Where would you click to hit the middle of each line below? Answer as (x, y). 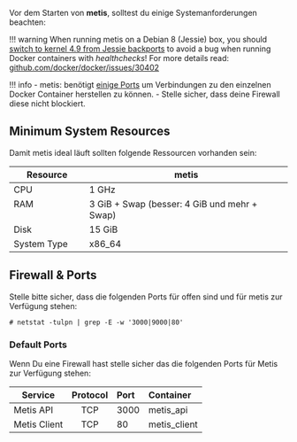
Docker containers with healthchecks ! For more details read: (119, 58)
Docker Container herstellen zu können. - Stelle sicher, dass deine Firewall (145, 94)
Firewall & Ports (53, 275)
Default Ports (38, 345)
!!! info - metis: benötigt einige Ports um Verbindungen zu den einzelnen (140, 85)
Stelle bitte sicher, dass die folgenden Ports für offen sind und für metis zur (146, 297)
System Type (41, 244)
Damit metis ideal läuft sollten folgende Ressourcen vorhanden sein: (133, 152)
